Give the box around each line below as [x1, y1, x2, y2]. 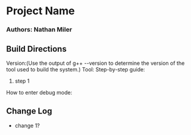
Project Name [6, 4, 75, 18]
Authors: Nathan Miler [6, 26, 73, 34]
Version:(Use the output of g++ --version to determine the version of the [6, 59, 185, 67]
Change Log [6, 106, 53, 117]
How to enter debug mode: [6, 89, 73, 96]
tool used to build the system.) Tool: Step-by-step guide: [6, 65, 145, 73]
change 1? [14, 122, 40, 129]
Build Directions [6, 43, 67, 54]
